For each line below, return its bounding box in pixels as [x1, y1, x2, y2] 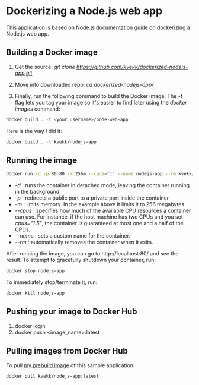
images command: [14, 105, 60, 112]
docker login [14, 322, 46, 329]
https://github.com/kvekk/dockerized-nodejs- [76, 63, 188, 70]
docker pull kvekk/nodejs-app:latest [6, 373, 99, 379]
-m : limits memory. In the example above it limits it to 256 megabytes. [14, 201, 186, 208]
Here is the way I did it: [6, 127, 62, 134]
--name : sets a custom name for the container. [14, 232, 130, 239]
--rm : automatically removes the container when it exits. [14, 239, 153, 246]
